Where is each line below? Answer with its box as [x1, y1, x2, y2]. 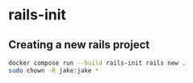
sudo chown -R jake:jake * [8, 66, 99, 74]
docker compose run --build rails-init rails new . [8, 59, 186, 67]
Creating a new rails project [8, 38, 150, 52]
